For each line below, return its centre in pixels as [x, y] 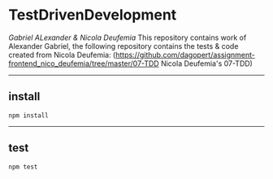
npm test [23, 167]
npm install [28, 116]
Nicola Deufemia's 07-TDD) [207, 63]
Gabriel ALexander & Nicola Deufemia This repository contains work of [128, 37]
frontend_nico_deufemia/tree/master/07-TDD [84, 63]
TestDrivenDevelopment [93, 15]
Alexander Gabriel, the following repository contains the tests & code [123, 46]
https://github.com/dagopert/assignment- [185, 55]
